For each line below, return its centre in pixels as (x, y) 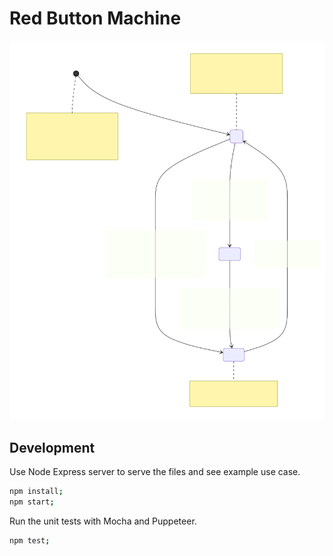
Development (52, 447)
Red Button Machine (95, 18)
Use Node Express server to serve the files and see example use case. (155, 472)
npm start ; (32, 502)
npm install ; (36, 492)
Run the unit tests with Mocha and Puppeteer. (103, 521)
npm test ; (30, 540)
